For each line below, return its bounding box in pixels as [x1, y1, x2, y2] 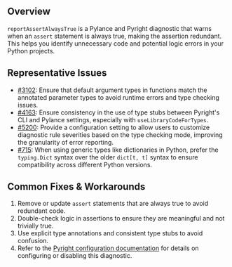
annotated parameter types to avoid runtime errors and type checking [17, 93, 219, 101]
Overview [7, 6, 51, 18]
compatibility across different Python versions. [17, 160, 153, 169]
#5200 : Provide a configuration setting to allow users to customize [17, 123, 210, 131]
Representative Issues [7, 67, 107, 79]
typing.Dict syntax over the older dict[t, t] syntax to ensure [17, 152, 198, 161]
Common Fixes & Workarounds [7, 181, 146, 193]
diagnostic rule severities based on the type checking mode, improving [17, 130, 223, 139]
